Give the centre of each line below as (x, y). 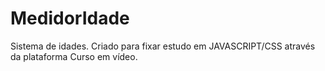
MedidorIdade (70, 18)
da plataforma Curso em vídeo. (74, 56)
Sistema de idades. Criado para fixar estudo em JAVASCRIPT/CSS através (163, 46)
